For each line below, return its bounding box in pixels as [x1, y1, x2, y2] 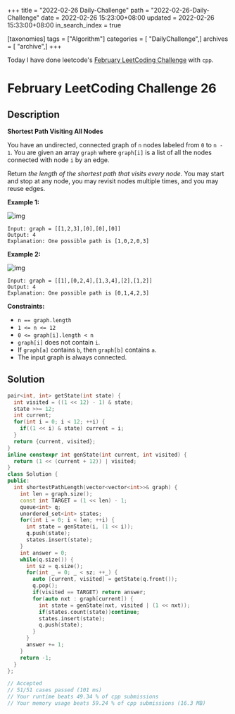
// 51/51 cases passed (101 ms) [7, 687, 102, 694]
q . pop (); [32, 582, 58, 589]
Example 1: [7, 198, 40, 207]
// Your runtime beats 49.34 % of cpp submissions [7, 694, 159, 701]
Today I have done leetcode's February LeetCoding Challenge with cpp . [7, 56, 214, 64]
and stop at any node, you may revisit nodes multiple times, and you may [7, 177, 219, 185]
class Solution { [7, 471, 58, 478]
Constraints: [7, 302, 45, 310]
